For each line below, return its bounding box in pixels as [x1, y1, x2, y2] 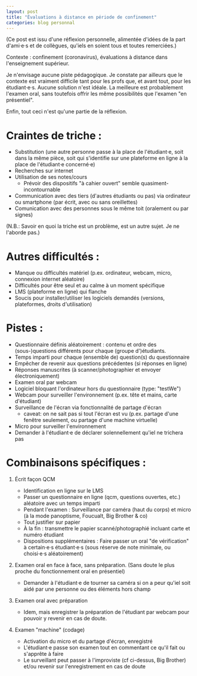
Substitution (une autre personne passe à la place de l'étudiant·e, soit [14, 149, 184, 156]
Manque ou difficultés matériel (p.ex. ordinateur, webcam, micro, [14, 269, 172, 276]
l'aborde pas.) [6, 229, 40, 236]
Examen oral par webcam [14, 379, 77, 386]
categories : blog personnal [6, 20, 75, 25]
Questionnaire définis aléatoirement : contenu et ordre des [14, 341, 157, 348]
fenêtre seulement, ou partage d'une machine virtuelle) [23, 417, 158, 424]
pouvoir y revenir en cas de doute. [23, 615, 107, 622]
